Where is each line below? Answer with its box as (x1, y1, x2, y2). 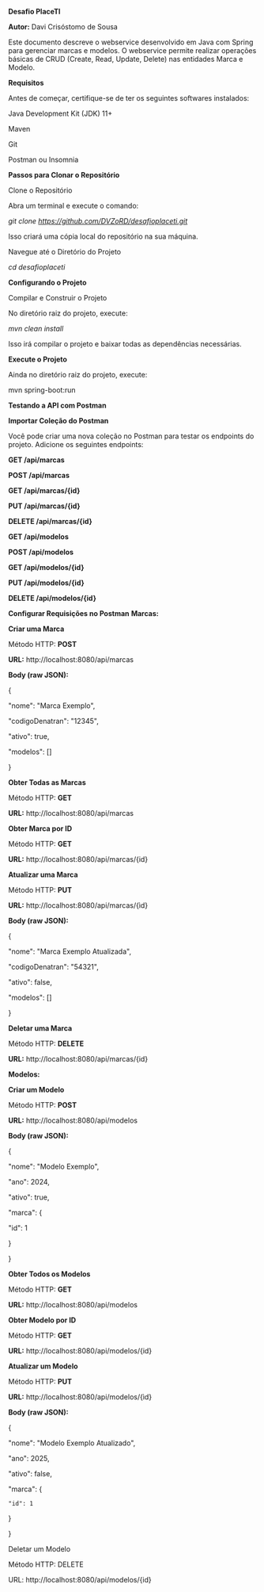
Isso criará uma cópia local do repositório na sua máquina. (8, 232, 199, 241)
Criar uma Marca (8, 624, 65, 633)
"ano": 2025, (8, 1454, 50, 1463)
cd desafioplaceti (8, 262, 66, 272)
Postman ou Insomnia (8, 155, 79, 164)
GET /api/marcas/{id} (8, 486, 81, 495)
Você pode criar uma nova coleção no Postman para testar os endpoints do (8, 431, 255, 441)
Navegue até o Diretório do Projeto (8, 247, 121, 256)
